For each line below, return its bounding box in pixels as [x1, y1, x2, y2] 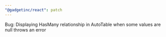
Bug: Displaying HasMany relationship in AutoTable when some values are [5, 21, 161, 27]
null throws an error [5, 26, 47, 33]
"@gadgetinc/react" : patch [5, 7, 63, 13]
